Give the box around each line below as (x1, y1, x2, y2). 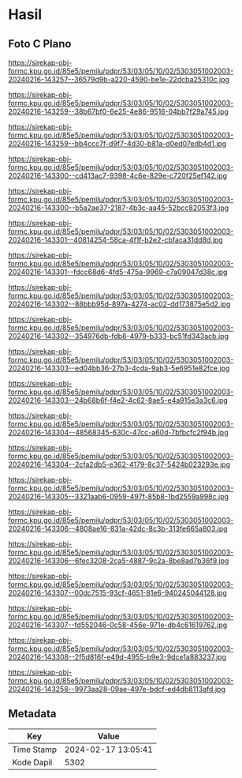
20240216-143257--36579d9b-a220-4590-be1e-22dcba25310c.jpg (8, 75, 230, 84)
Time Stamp (12, 744, 58, 755)
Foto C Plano (8, 37, 72, 51)
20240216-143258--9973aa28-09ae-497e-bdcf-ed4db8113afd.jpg (8, 685, 226, 693)
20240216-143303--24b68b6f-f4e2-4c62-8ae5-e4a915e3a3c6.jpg (8, 396, 229, 404)
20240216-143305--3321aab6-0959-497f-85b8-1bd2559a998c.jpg (8, 492, 229, 501)
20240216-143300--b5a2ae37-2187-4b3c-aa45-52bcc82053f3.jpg (8, 203, 229, 212)
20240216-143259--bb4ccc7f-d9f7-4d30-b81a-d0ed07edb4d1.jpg (8, 139, 227, 148)
